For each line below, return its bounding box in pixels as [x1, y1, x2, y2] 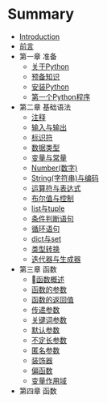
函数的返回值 [31, 294, 74, 304]
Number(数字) [31, 163, 78, 173]
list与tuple [31, 204, 65, 213]
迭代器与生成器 [31, 254, 81, 264]
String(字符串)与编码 [31, 173, 100, 182]
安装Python [31, 82, 70, 92]
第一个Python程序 [31, 92, 91, 101]
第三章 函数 [19, 264, 57, 274]
